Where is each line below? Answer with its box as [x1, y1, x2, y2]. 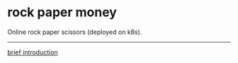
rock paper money [7, 4, 117, 21]
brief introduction [7, 47, 58, 57]
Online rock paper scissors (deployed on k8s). [7, 28, 142, 36]
